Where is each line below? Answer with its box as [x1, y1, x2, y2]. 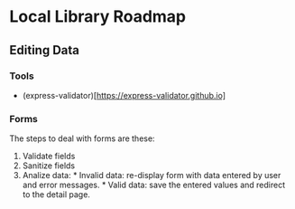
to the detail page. [22, 189, 90, 200]
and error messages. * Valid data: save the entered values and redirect [22, 179, 286, 191]
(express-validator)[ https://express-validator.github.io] [22, 90, 226, 100]
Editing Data [9, 43, 79, 58]
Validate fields [22, 151, 76, 162]
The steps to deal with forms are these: [9, 133, 155, 144]
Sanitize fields [22, 160, 75, 171]
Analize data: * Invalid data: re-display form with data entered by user [22, 170, 281, 181]
